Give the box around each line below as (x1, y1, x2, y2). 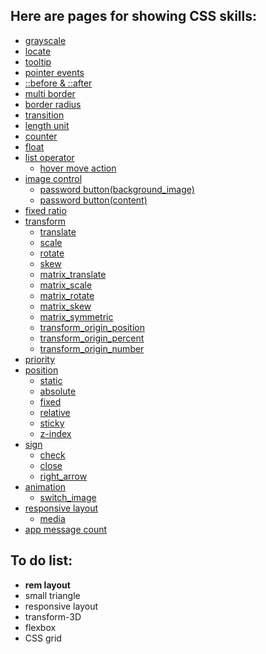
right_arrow (39, 470, 88, 482)
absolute (39, 385, 77, 397)
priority (24, 353, 56, 365)
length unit (24, 119, 70, 131)
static (39, 374, 63, 386)
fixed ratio (24, 204, 67, 216)
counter (24, 130, 58, 142)
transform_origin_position (39, 321, 145, 333)
